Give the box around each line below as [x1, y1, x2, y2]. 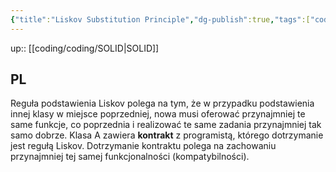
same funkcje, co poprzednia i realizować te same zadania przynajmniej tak [10, 119, 322, 131]
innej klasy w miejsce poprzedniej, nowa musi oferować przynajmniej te [10, 108, 306, 120]
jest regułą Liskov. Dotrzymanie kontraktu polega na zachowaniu [10, 140, 277, 152]
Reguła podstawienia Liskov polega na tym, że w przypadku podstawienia [10, 97, 315, 110]
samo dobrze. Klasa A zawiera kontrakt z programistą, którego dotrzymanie [10, 129, 324, 141]
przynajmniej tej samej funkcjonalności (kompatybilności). [10, 151, 250, 163]
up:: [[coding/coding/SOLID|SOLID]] [10, 42, 160, 54]
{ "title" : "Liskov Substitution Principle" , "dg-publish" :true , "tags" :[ [10, 14, 311, 25]
